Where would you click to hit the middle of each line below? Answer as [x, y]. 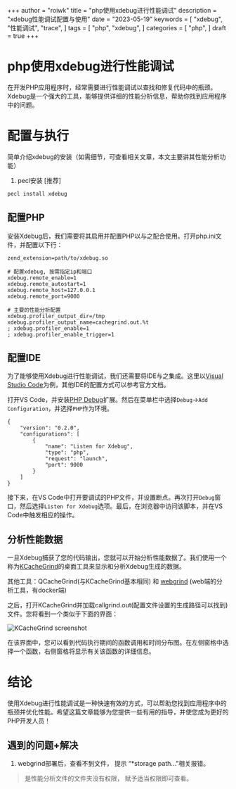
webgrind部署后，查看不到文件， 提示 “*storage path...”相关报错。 [113, 763]
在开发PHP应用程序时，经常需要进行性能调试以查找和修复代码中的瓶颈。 [112, 87]
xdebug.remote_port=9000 [44, 296]
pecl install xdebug [38, 194]
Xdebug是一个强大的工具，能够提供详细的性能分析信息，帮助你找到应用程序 [117, 96]
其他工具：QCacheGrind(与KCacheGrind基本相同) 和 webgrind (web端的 [112, 581]
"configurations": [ [50, 434]
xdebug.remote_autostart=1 [47, 284]
